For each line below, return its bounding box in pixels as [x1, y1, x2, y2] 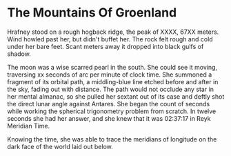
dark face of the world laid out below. [7, 142, 113, 150]
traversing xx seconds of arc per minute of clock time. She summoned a [7, 70, 212, 79]
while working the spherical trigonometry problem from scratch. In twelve [7, 107, 217, 115]
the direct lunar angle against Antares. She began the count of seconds [7, 99, 210, 108]
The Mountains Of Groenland [7, 5, 177, 21]
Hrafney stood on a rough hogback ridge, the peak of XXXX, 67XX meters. [7, 28, 219, 36]
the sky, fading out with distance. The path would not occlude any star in [7, 85, 214, 93]
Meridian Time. [7, 121, 50, 130]
